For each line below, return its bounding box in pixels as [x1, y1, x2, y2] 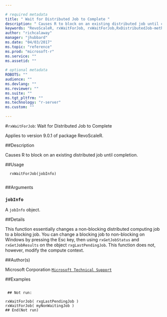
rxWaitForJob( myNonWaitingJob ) [5, 304, 75, 309]
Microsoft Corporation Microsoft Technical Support [5, 267, 112, 273]
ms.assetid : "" [5, 58, 37, 63]
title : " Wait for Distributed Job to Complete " [5, 16, 110, 21]
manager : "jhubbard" [5, 35, 48, 40]
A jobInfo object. [5, 207, 41, 213]
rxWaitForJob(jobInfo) [9, 171, 57, 176]
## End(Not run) [5, 308, 39, 313]
